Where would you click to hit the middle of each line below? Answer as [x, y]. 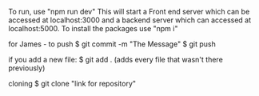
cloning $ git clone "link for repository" [72, 84]
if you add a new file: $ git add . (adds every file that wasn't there [116, 60]
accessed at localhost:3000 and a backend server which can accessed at [130, 20]
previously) [27, 68]
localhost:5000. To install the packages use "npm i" [93, 28]
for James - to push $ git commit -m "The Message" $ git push [112, 44]
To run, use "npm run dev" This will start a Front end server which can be [129, 12]
